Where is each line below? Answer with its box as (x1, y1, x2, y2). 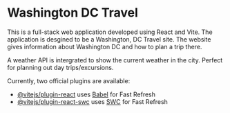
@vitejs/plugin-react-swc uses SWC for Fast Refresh (17, 97, 168, 105)
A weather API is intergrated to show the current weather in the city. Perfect (7, 55, 223, 64)
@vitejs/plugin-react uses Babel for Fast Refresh (17, 90, 156, 98)
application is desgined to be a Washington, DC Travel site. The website (7, 35, 211, 43)
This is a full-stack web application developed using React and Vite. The (7, 28, 213, 36)
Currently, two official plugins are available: (7, 76, 131, 85)
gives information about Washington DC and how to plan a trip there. (7, 42, 202, 51)
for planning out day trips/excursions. (7, 63, 114, 71)
